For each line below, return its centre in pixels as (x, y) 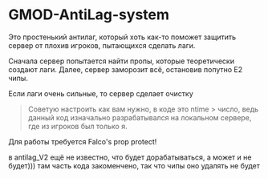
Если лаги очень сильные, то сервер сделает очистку (101, 93)
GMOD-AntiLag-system (89, 15)
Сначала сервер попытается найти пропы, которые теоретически (122, 61)
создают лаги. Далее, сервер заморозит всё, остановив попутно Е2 (126, 69)
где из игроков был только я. (77, 126)
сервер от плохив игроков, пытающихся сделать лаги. (102, 45)
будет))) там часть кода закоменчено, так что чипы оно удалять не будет (134, 165)
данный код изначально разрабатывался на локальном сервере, (140, 117)
